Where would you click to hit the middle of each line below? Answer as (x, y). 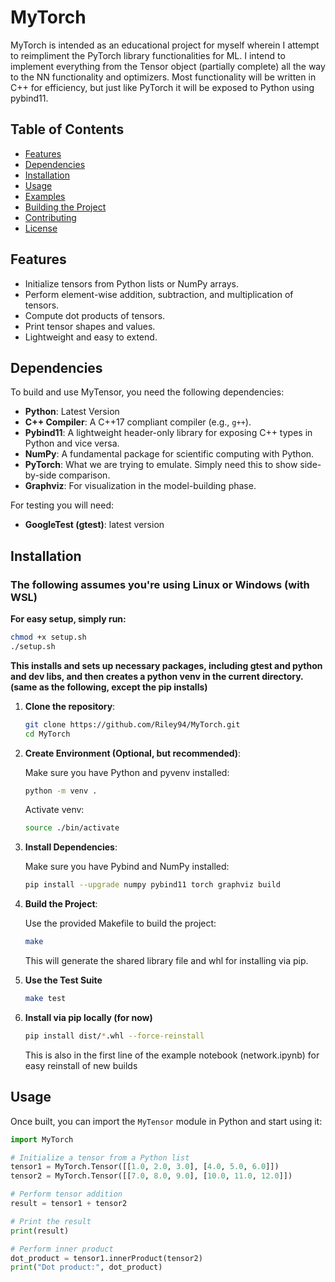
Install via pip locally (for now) (88, 1017)
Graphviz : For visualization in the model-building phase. (140, 486)
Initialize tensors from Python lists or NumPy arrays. (131, 283)
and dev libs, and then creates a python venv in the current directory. (157, 676)
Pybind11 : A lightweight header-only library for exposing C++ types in (168, 433)
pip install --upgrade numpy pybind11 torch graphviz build (152, 885)
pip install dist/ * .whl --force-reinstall (114, 1036)
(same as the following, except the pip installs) (109, 687)
